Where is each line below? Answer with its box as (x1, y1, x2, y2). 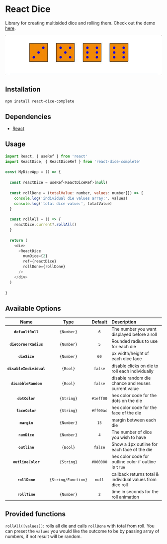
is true (111, 464, 125, 470)
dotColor (17, 396, 36, 401)
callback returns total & (111, 471, 159, 477)
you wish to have (111, 434, 147, 440)
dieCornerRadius (9, 342, 43, 347)
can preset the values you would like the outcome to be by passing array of (5, 528, 160, 534)
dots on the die (111, 398, 143, 404)
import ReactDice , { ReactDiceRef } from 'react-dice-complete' (5, 159, 141, 164)
